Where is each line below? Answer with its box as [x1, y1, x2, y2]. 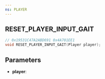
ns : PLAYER [5, 7, 27, 12]
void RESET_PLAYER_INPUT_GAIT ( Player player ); [5, 42, 101, 47]
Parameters [5, 56, 41, 64]
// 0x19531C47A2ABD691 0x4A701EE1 [5, 38, 75, 43]
